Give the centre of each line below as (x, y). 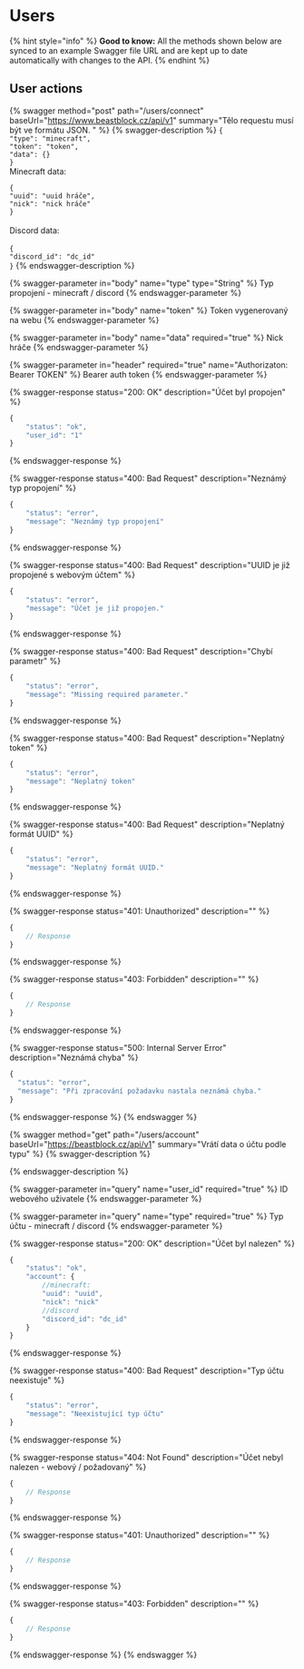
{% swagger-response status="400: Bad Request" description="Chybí (141, 652)
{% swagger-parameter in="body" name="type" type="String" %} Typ (142, 283)
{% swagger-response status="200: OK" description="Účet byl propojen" (147, 392)
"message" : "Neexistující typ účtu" (95, 1414)
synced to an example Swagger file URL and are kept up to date (128, 50)
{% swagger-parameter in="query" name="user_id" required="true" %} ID (149, 1189)
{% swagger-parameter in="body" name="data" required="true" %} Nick (147, 338)
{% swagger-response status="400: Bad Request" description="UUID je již (150, 565)
